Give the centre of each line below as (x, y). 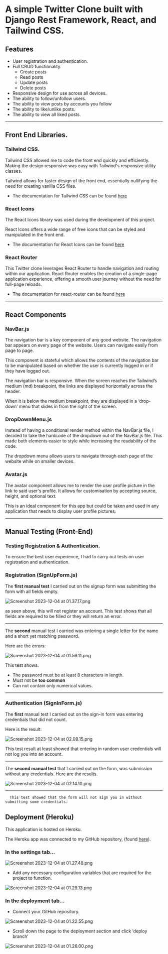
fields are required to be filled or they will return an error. (63, 616)
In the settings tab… (30, 852)
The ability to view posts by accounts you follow (62, 104)
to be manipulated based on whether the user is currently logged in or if (79, 366)
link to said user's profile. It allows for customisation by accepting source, (81, 491)
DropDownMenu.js (28, 419)
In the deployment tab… (35, 901)
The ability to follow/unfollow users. (49, 98)
